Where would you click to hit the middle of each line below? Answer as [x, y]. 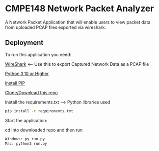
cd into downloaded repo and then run [44, 130]
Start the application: [26, 120]
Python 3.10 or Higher [27, 74]
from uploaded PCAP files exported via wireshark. [56, 27]
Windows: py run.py [25, 139]
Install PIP [15, 83]
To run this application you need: [38, 54]
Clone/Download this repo [31, 92]
